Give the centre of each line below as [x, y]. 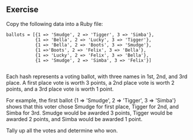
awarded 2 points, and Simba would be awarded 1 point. [74, 119]
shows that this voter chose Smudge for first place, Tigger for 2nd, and [92, 106]
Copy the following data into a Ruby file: [55, 24]
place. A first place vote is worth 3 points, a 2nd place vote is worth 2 [91, 82]
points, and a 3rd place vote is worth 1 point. [60, 89]
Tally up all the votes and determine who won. [62, 130]
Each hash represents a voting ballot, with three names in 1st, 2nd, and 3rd [97, 76]
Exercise [22, 10]
